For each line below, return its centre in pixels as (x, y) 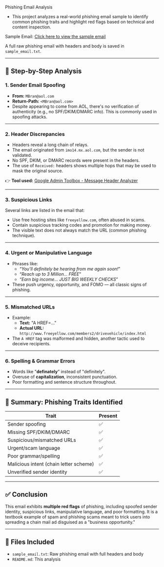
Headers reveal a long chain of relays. (50, 145)
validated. (22, 155)
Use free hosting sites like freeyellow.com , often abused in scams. (79, 220)
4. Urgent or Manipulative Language (49, 253)
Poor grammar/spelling (34, 456)
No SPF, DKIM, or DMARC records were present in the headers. (76, 160)
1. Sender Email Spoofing (35, 85)
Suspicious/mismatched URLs (42, 440)
